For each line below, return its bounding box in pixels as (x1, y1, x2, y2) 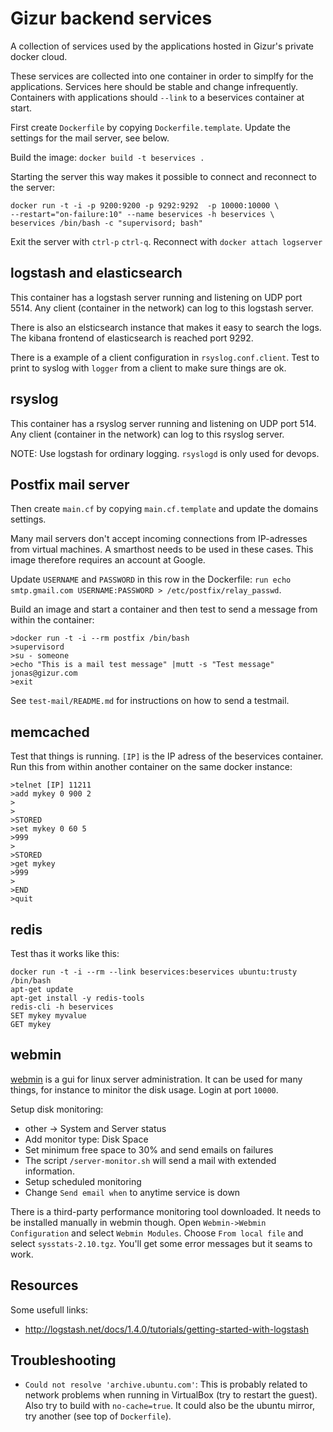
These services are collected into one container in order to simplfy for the (10, 70, 314, 82)
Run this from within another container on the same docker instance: (10, 761, 293, 773)
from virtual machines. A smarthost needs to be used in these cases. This (10, 543, 314, 556)
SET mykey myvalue (10, 1011, 87, 1021)
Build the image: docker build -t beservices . (10, 151, 205, 163)
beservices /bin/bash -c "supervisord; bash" (10, 218, 203, 228)
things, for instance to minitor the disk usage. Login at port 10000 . (10, 1083, 279, 1096)
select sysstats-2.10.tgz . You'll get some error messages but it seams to (10, 1237, 313, 1249)
